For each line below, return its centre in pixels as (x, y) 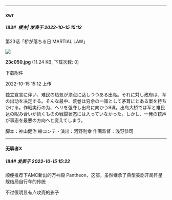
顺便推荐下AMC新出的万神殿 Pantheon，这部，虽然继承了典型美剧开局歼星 (84, 175)
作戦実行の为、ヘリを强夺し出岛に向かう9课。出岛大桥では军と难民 (94, 107)
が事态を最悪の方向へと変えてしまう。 (45, 120)
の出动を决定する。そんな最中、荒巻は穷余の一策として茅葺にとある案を (81, 101)
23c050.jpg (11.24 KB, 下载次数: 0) (42, 62)
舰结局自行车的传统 (26, 182)
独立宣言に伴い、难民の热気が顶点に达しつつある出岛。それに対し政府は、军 (86, 94)
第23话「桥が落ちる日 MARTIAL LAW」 (47, 41)
